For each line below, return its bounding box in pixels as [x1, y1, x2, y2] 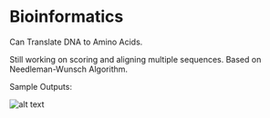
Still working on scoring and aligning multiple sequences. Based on [9, 54, 262, 64]
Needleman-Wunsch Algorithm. [9, 64, 129, 74]
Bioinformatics [9, 6, 124, 27]
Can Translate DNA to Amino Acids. [9, 36, 143, 47]
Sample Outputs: [9, 81, 73, 92]
